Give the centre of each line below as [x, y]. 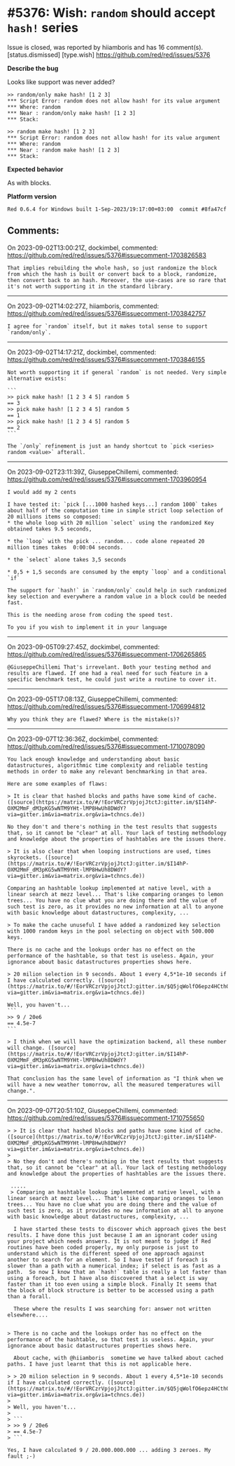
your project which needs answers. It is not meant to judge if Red [109, 1241]
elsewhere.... [28, 1315]
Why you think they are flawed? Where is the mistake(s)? [93, 719]
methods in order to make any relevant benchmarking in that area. [108, 771]
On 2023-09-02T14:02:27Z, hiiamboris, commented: [83, 306]
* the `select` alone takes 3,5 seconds [67, 559]
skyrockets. [24, 858]
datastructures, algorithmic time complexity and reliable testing [108, 765]
